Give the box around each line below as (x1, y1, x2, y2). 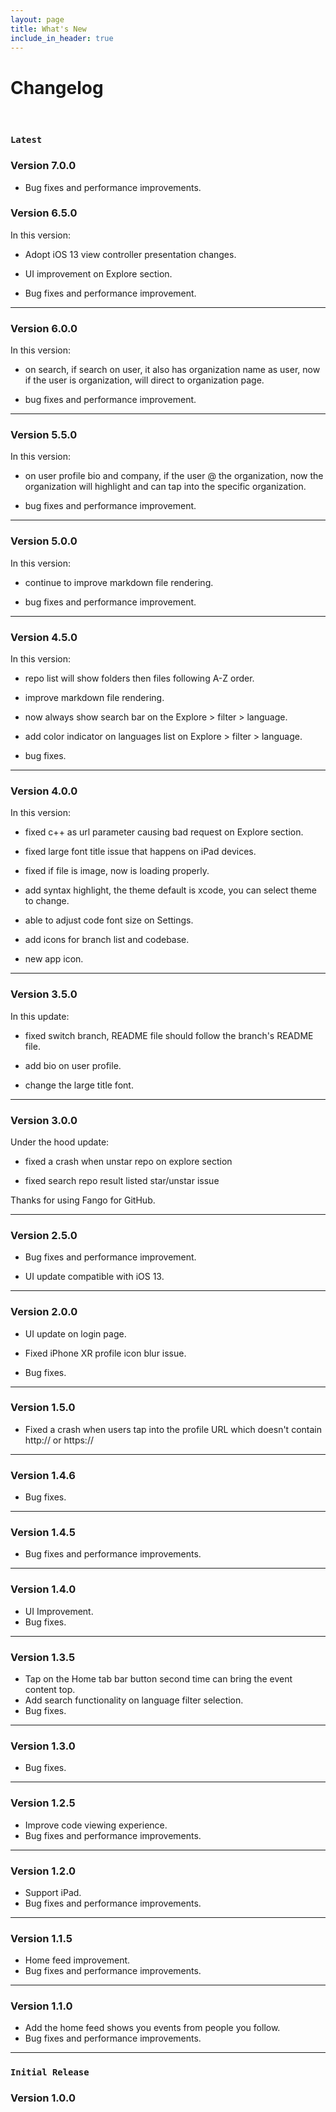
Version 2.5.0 (10, 1228, 78, 1242)
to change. (24, 895, 70, 907)
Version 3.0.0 (10, 1113, 78, 1127)
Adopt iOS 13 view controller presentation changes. (24, 248, 237, 260)
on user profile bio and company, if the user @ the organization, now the (24, 470, 324, 482)
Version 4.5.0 (10, 630, 78, 644)
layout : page (10, 14, 65, 25)
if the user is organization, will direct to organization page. (24, 374, 265, 386)
